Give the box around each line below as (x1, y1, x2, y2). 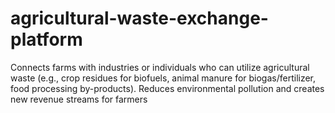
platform (10, 28, 83, 51)
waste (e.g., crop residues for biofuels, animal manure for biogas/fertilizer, (10, 72, 317, 84)
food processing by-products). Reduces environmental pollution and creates (10, 82, 325, 94)
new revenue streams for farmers (10, 93, 148, 105)
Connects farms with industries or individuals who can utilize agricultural (10, 61, 310, 73)
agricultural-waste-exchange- (10, 7, 269, 30)
